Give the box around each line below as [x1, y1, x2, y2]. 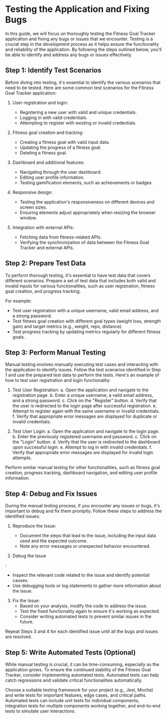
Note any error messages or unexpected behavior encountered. [19, 543, 151, 549]
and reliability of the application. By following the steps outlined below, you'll [5, 46, 162, 52]
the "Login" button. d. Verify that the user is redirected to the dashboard [12, 439, 161, 445]
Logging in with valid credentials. [19, 115, 88, 120]
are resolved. [5, 634, 32, 640]
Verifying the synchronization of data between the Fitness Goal [19, 239, 149, 245]
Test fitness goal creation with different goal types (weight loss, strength [12, 318, 162, 324]
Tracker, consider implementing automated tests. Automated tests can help [5, 672, 159, 678]
